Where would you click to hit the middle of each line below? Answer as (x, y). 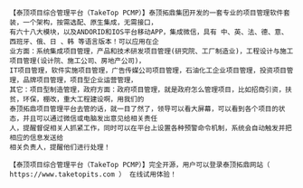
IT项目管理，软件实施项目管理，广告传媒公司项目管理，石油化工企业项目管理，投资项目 (148, 70)
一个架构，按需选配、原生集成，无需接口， (90, 23)
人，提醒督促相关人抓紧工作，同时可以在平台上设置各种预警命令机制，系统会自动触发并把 (151, 128)
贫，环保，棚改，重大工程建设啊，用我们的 (77, 99)
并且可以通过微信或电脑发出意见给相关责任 (90, 118)
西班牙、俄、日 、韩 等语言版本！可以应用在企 (85, 42)
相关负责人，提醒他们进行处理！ (60, 147)
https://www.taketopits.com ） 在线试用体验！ (93, 174)
